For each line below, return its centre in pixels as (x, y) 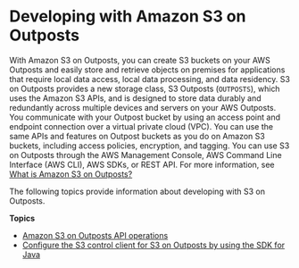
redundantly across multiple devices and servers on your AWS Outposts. (143, 107)
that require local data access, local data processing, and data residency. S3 (149, 79)
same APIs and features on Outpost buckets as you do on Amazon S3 (137, 136)
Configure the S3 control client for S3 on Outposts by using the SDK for (154, 245)
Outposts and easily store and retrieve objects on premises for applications (147, 70)
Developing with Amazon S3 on (128, 17)
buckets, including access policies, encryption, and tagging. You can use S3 (149, 146)
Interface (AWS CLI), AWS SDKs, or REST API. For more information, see (142, 164)
